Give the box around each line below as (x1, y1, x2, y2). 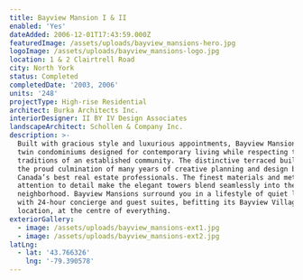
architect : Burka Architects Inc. (9, 106, 140, 115)
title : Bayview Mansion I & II (9, 13, 127, 23)
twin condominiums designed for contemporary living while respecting (17, 147, 289, 156)
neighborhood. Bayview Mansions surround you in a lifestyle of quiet (17, 190, 289, 199)
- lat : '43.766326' (17, 248, 91, 257)
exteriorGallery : (9, 214, 75, 224)
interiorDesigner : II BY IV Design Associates (9, 114, 188, 123)
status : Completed (9, 72, 78, 81)
